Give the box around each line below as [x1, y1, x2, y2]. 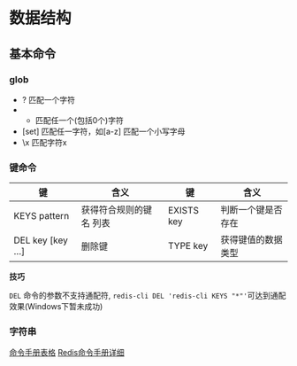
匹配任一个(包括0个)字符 [34, 114, 124, 125]
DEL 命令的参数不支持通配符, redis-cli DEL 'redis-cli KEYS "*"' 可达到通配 [9, 290, 286, 301]
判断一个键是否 [220, 204, 283, 216]
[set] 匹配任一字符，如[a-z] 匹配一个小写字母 [21, 126, 186, 136]
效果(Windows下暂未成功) [9, 301, 103, 312]
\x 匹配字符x [21, 136, 68, 147]
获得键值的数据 [220, 234, 283, 246]
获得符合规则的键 [80, 204, 153, 216]
